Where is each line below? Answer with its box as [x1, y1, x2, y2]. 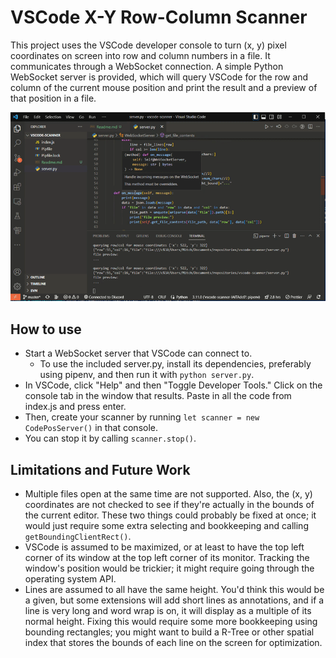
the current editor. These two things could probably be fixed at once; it [24, 509, 317, 521]
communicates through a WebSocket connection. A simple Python [10, 60, 284, 72]
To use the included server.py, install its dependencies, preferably [39, 358, 312, 370]
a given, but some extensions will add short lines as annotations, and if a [24, 594, 325, 606]
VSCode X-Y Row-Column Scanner [10, 6, 308, 29]
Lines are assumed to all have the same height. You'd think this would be [24, 583, 325, 595]
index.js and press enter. [24, 401, 127, 413]
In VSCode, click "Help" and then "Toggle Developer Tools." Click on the [24, 379, 323, 391]
